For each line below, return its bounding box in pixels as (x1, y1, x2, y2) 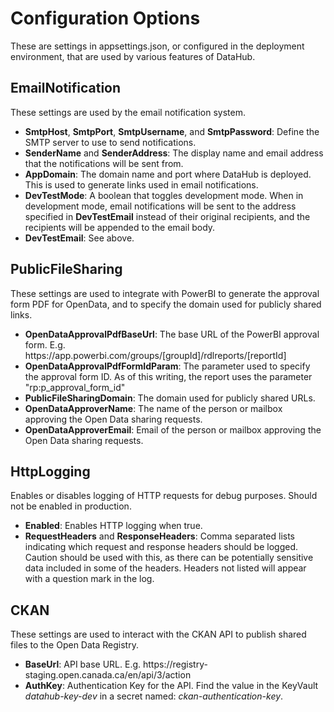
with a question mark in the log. (24, 573, 155, 585)
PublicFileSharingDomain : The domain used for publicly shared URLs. (24, 392, 316, 404)
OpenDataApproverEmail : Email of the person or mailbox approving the (24, 423, 322, 436)
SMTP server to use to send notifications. (24, 136, 197, 148)
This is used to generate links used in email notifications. (24, 178, 259, 191)
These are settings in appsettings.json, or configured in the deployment (10, 40, 305, 52)
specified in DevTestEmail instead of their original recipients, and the (24, 210, 311, 222)
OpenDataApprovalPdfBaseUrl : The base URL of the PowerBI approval (24, 328, 320, 340)
